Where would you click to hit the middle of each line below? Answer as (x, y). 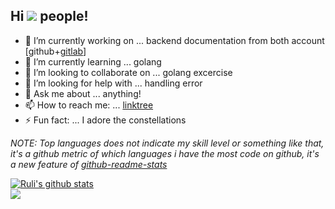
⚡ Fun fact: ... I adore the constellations (105, 120)
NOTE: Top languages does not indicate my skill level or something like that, (167, 143)
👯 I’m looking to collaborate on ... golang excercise (128, 72)
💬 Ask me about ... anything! (83, 93)
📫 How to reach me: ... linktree (89, 105)
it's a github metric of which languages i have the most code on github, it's (165, 153)
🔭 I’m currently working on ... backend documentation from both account (174, 40)
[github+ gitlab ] (55, 51)
